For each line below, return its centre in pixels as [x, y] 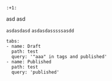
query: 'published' [36, 72]
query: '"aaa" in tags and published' [60, 57]
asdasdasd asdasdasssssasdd [40, 31]
